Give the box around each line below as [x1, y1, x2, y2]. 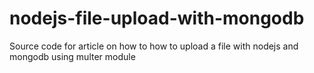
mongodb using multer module [9, 50, 136, 62]
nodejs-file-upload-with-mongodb [9, 7, 305, 30]
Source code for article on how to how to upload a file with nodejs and [9, 40, 299, 52]
